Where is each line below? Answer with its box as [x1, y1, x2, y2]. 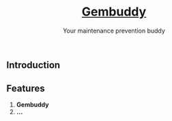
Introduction [6, 59, 61, 71]
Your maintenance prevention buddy [63, 27, 165, 35]
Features [6, 82, 45, 94]
